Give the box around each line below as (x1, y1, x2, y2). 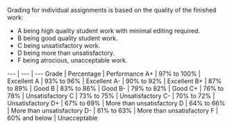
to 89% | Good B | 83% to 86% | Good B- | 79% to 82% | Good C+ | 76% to (7, 85, 224, 92)
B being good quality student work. (17, 34, 118, 42)
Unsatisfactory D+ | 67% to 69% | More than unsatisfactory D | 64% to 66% (7, 99, 226, 107)
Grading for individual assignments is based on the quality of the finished (7, 6, 217, 14)
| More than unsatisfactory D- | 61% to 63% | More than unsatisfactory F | (7, 107, 219, 114)
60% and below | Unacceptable (7, 114, 99, 122)
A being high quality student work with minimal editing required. (17, 27, 200, 35)
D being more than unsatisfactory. (17, 49, 115, 57)
